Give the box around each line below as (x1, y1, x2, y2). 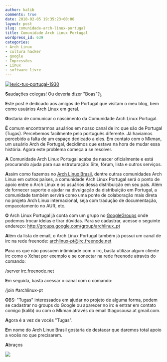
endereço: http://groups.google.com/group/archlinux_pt (5, 223, 121, 229)
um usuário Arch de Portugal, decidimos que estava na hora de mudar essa (5, 141, 161, 147)
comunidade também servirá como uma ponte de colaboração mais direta (5, 192, 158, 198)
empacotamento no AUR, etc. (5, 203, 66, 208)
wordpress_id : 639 (5, 35, 43, 40)
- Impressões (5, 58, 32, 63)
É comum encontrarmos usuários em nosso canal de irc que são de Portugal (5, 125, 163, 131)
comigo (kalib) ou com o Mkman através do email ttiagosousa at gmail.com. (5, 308, 161, 313)
